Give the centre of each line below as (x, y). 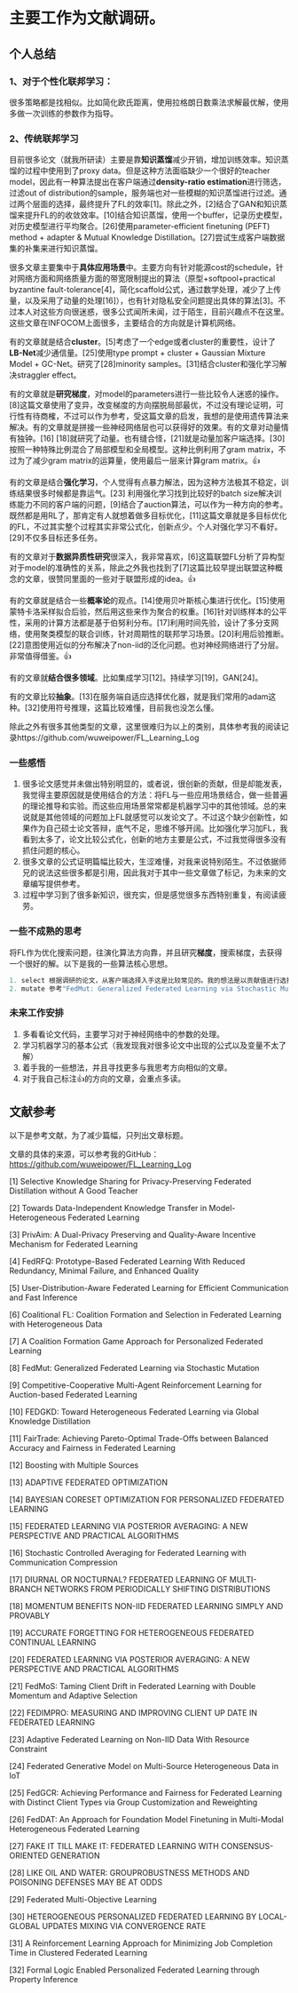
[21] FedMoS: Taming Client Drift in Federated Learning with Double (133, 1686)
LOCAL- (273, 1917)
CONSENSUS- (247, 1846)
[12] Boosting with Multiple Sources (74, 1465)
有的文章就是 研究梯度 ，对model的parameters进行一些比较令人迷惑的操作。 (146, 394)
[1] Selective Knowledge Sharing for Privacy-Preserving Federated (130, 1181)
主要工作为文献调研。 (87, 18)
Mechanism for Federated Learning (74, 1244)
